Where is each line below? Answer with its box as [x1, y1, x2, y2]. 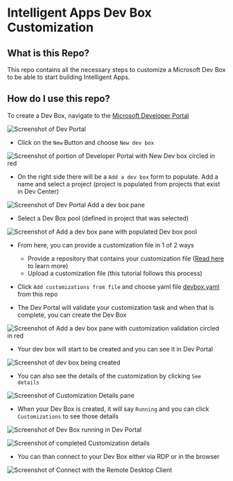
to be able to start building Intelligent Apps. [7, 73, 130, 81]
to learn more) [27, 261, 69, 270]
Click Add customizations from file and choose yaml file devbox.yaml [17, 282, 220, 290]
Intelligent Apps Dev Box [7, 5, 153, 21]
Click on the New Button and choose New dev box [17, 138, 155, 146]
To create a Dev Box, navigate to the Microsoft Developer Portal [7, 111, 189, 119]
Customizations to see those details [17, 412, 119, 420]
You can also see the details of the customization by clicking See [17, 371, 202, 380]
